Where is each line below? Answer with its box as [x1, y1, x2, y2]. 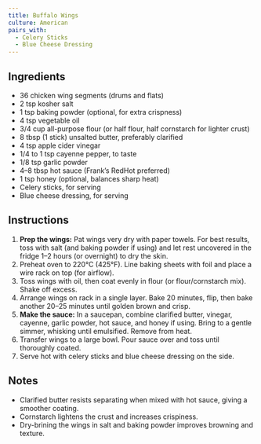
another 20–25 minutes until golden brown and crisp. [19, 301, 190, 310]
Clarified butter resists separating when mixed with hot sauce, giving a [19, 394, 248, 405]
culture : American [8, 19, 68, 27]
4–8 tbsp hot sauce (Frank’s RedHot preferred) [19, 166, 171, 175]
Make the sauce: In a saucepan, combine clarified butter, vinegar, [19, 310, 233, 319]
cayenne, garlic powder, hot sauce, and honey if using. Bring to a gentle [19, 317, 252, 327]
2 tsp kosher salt [19, 99, 74, 108]
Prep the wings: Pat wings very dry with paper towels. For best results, [19, 234, 250, 244]
